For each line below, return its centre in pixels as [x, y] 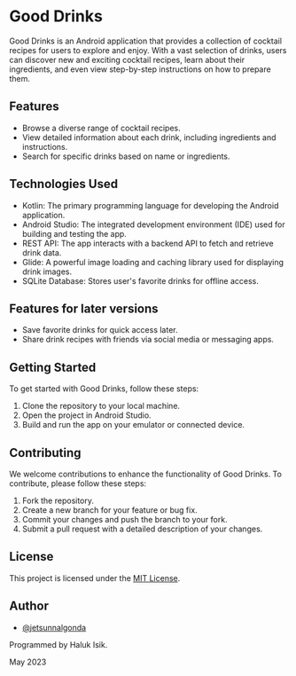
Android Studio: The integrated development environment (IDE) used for [153, 224]
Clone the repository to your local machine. [101, 406]
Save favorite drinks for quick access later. [100, 330]
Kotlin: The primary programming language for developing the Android [150, 205]
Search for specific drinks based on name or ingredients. [126, 156]
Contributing [45, 453]
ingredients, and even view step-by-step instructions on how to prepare [140, 69]
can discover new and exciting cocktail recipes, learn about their [127, 59]
